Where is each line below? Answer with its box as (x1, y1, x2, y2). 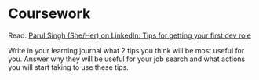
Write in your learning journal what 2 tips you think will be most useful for (8, 45, 245, 55)
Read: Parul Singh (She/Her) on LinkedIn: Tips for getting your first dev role (8, 31, 251, 40)
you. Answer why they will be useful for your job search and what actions (8, 54, 246, 64)
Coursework (8, 5, 91, 23)
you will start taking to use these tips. (8, 62, 129, 71)
